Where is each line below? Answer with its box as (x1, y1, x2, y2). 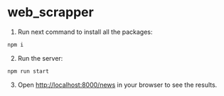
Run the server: (17, 54, 63, 62)
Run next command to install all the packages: (17, 28, 153, 36)
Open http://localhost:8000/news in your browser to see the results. (17, 80, 218, 89)
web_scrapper (7, 4, 94, 20)
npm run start (7, 68, 50, 75)
